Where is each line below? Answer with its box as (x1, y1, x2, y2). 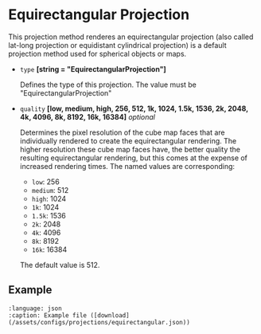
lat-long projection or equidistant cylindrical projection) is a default (8, 40, 227, 49)
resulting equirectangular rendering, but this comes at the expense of (19, 153, 248, 163)
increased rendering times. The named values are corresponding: (19, 161, 236, 171)
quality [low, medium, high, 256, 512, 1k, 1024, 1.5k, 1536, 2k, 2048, (19, 104, 248, 113)
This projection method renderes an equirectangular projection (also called (8, 32, 254, 41)
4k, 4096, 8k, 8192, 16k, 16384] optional (19, 112, 156, 121)
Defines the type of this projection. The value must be (19, 80, 197, 89)
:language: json (8, 305, 62, 312)
